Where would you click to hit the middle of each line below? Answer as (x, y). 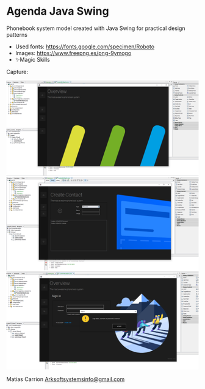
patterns (17, 34)
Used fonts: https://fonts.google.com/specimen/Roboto (85, 46)
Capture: (17, 72)
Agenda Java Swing (58, 11)
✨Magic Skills (32, 59)
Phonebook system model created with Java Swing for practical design (96, 28)
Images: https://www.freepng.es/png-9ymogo (73, 53)
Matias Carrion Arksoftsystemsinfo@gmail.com (66, 379)
